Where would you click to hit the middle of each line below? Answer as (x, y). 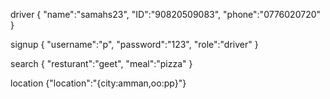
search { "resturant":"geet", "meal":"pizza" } (101, 63)
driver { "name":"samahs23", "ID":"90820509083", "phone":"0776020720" (166, 14)
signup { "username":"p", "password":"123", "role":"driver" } (134, 44)
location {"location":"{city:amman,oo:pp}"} (98, 83)
